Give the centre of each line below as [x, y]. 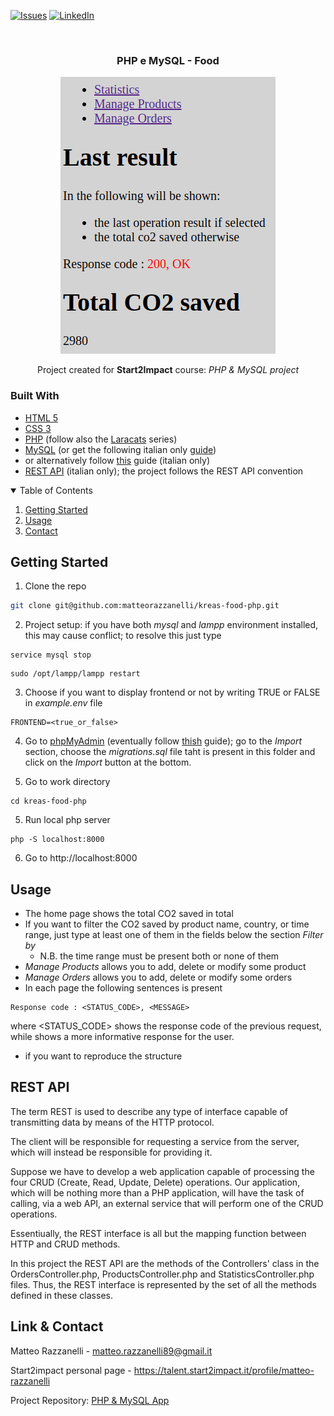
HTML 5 [41, 417]
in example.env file [63, 703]
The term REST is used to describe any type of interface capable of [149, 1111]
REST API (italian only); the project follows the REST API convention [164, 471]
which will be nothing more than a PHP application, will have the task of [157, 1192]
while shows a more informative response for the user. [122, 1037]
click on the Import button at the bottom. [108, 762]
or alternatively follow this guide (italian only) [117, 460]
